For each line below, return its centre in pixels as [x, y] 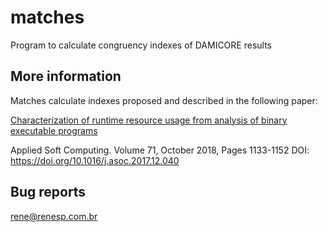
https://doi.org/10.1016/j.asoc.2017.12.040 [95, 160]
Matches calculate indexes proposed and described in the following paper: [164, 100]
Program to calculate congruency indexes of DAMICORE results [141, 45]
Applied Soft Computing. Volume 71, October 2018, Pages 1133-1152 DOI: [160, 150]
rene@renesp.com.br [54, 216]
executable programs [54, 130]
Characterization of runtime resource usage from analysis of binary [149, 120]
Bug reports [48, 192]
